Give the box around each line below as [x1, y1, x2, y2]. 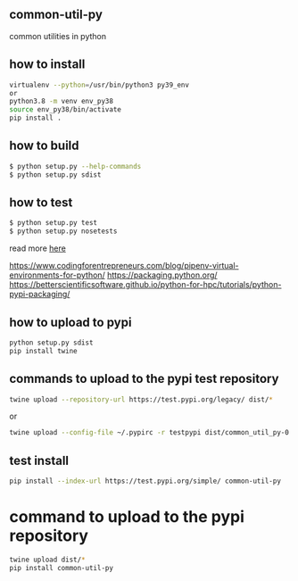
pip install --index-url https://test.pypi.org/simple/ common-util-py [9, 477, 281, 486]
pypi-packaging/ [9, 289, 70, 300]
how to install [9, 57, 86, 72]
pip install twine [9, 346, 78, 355]
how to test [9, 195, 73, 210]
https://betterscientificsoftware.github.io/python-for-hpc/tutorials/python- [9, 279, 282, 290]
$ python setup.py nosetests [9, 227, 118, 236]
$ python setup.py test [9, 219, 98, 228]
